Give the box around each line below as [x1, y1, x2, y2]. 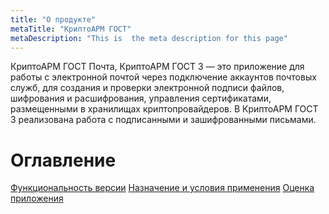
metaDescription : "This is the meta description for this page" [10, 33, 288, 43]
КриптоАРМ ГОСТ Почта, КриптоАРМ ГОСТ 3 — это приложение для [10, 61, 305, 73]
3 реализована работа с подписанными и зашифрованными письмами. [10, 114, 317, 126]
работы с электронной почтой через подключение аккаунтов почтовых [10, 71, 317, 83]
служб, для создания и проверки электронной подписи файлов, [10, 82, 285, 94]
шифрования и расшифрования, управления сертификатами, [10, 92, 272, 105]
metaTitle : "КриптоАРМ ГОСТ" [10, 24, 132, 34]
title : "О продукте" [10, 14, 97, 25]
